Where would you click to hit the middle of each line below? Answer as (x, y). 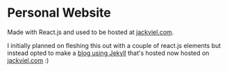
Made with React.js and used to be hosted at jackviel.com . (91, 32)
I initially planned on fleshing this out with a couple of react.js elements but (114, 45)
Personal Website (59, 13)
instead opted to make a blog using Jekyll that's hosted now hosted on (108, 53)
